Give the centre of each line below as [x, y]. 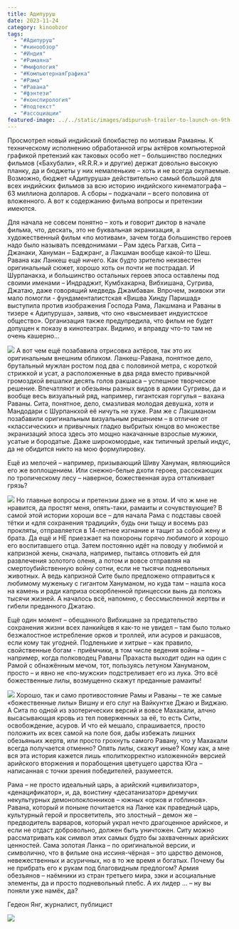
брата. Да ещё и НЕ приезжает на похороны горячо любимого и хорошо [118, 538]
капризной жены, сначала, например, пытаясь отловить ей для [104, 553]
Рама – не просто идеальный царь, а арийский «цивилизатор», [103, 784]
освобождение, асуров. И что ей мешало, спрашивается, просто [106, 725]
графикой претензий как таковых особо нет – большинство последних [115, 155]
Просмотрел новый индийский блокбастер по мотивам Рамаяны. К [110, 140]
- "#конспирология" [43, 100]
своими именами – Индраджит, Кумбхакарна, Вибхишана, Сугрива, [111, 283]
